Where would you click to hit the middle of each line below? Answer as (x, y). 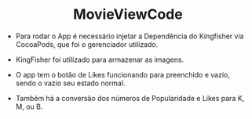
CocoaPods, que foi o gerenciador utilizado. (87, 44)
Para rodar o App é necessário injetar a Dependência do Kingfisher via (130, 36)
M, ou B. (29, 106)
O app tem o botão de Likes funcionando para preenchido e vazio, (122, 74)
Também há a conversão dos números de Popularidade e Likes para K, (130, 98)
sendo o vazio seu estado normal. (70, 83)
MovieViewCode (128, 14)
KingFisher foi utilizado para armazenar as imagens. (100, 59)
